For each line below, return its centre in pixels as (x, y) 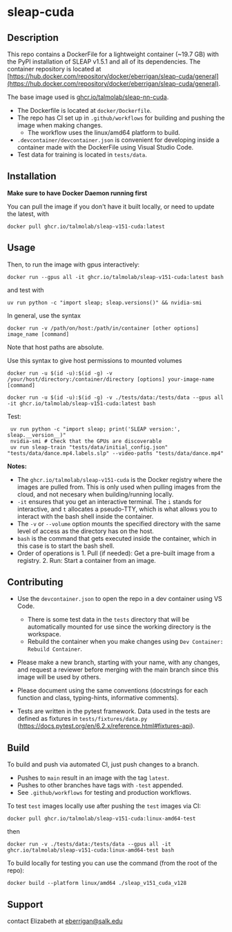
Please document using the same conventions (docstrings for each (113, 690)
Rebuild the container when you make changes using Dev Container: (125, 642)
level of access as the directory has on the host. (85, 531)
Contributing (35, 582)
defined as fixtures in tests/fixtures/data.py (82, 719)
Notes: (17, 466)
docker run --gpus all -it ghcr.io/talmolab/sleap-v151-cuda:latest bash (116, 277)
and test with (26, 290)
